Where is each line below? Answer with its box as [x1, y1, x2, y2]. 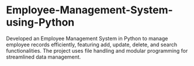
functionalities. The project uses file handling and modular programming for [6, 47, 188, 54]
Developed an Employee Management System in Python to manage [6, 35, 168, 42]
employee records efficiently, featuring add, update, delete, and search [6, 41, 177, 48]
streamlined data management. [6, 53, 81, 60]
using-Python [6, 16, 75, 29]
